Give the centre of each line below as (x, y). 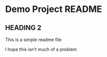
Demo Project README (54, 9)
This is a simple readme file (33, 39)
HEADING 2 (23, 28)
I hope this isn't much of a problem (41, 49)
